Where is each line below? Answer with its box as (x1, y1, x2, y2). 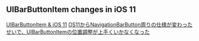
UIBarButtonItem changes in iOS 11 (6, 5, 136, 15)
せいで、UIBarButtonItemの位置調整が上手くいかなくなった (6, 28, 150, 35)
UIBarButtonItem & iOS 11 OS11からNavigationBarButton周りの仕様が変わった (6, 20, 193, 28)
